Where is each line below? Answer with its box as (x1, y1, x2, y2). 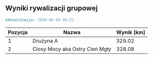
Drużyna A (32, 37, 58, 44)
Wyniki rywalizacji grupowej (5, 4, 98, 13)
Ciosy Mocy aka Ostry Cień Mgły (32, 45, 112, 52)
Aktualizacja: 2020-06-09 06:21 (5, 17, 74, 22)
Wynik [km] (116, 29, 146, 36)
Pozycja (8, 29, 28, 36)
